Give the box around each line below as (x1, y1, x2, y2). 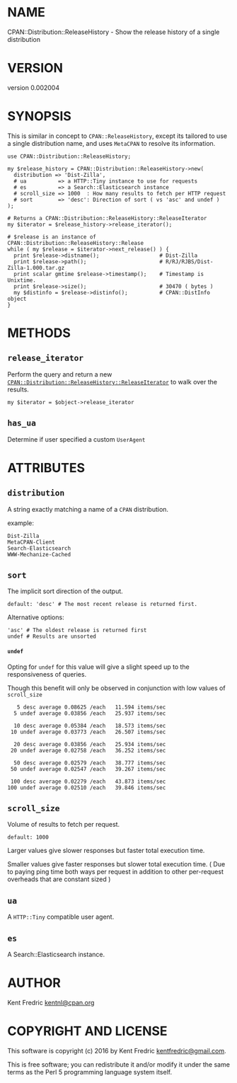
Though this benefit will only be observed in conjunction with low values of (7, 684, 226, 692)
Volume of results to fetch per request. (7, 820, 120, 829)
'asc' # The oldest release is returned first (7, 627, 147, 634)
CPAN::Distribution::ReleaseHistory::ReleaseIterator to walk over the (7, 377, 218, 386)
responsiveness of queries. (7, 670, 87, 678)
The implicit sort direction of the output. (7, 587, 124, 595)
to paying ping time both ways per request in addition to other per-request (7, 868, 224, 876)
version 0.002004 (7, 83, 60, 92)
